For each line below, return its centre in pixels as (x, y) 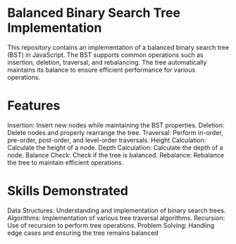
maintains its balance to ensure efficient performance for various (101, 70)
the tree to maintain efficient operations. (66, 162)
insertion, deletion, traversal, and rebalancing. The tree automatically (107, 62)
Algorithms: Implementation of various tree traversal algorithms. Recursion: (116, 218)
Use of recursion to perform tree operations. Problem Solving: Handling (111, 225)
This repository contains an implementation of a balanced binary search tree (118, 47)
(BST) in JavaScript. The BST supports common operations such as (105, 55)
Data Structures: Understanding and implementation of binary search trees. (117, 210)
